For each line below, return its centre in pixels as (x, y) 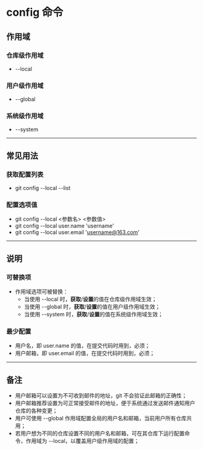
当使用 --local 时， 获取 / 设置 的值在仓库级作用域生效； (90, 299)
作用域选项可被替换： (41, 292)
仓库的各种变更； (36, 411)
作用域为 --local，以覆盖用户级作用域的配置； (82, 441)
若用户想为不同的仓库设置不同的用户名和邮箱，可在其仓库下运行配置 (100, 434)
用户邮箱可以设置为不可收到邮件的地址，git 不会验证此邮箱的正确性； (101, 396)
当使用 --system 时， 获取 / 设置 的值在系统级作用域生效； (93, 315)
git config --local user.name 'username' (64, 226)
